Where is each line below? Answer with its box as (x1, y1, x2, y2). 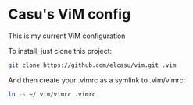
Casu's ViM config (8, 5, 131, 23)
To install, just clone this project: (8, 46, 113, 55)
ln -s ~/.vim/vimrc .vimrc (8, 90, 96, 98)
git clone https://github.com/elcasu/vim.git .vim (8, 61, 177, 69)
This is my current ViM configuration (8, 31, 126, 40)
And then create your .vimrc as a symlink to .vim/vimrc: (8, 75, 186, 85)
